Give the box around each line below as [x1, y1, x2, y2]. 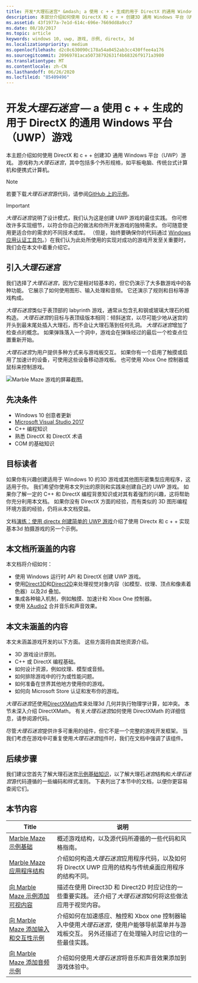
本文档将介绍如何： [6, 560, 53, 568]
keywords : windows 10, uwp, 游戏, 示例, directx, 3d [6, 36, 135, 42]
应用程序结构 [9, 867, 45, 875]
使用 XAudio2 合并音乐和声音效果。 [14, 602, 101, 610]
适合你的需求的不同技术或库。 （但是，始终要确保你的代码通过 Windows [16, 229, 191, 236]
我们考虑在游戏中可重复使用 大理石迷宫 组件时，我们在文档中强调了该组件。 [6, 735, 186, 742]
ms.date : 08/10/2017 [6, 25, 57, 31]
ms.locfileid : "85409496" [6, 74, 69, 80]
